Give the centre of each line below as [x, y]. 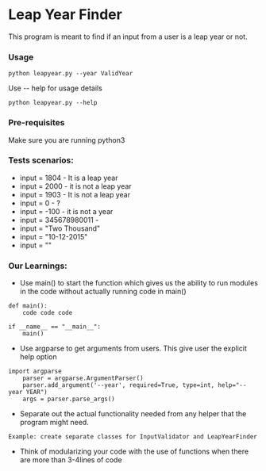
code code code [48, 313]
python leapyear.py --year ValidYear [71, 74]
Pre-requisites [37, 123]
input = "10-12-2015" [54, 236]
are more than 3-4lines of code [71, 460]
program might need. [54, 423]
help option [38, 357]
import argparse [35, 371]
